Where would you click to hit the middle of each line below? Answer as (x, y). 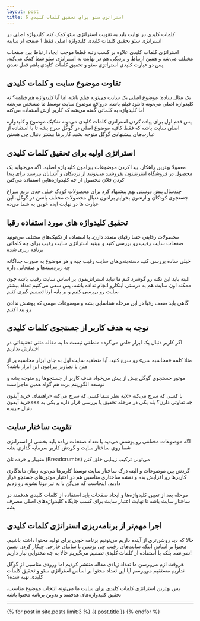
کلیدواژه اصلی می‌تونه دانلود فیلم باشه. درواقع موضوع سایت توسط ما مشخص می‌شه (100, 104)
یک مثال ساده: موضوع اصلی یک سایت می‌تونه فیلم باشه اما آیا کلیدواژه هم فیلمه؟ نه (99, 97)
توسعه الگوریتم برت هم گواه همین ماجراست (55, 384)
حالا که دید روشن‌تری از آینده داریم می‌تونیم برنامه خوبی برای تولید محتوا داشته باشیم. (100, 540)
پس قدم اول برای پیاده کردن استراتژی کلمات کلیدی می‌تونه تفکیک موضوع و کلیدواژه (99, 122)
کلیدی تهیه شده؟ (25, 577)
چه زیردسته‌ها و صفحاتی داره (39, 267)
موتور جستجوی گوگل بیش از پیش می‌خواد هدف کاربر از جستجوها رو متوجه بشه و (96, 378)
